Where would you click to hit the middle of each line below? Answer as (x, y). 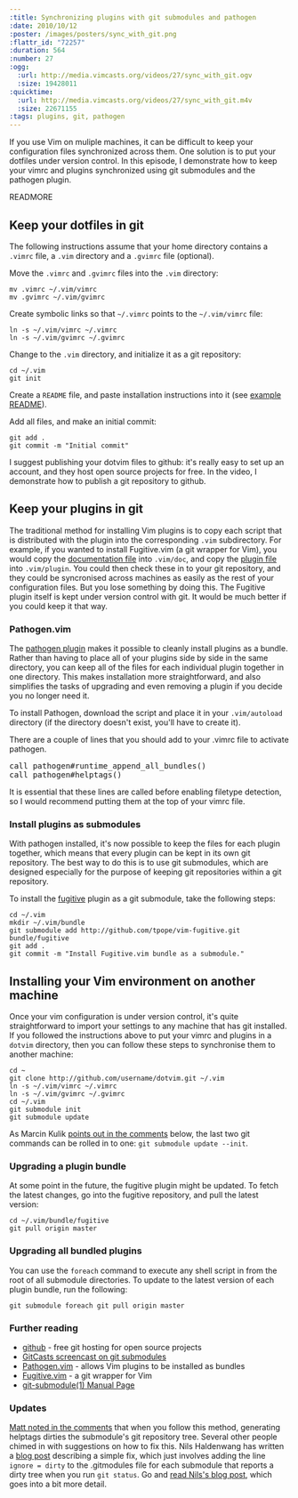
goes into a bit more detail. (58, 1484)
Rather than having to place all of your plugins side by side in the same (139, 658)
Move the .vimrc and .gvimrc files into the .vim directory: (114, 273)
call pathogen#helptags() (66, 775)
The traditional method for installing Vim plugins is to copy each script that (146, 530)
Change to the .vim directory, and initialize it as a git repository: (125, 354)
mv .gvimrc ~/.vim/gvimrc (57, 297)
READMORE (31, 197)
